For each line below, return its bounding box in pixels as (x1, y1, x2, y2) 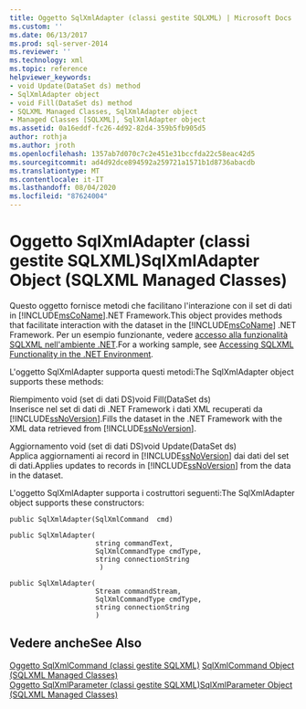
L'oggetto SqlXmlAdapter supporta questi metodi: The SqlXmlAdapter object (9, 366, 294, 377)
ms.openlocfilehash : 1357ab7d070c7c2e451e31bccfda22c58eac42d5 (9, 149, 256, 158)
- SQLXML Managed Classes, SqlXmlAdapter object (9, 107, 198, 116)
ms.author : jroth (9, 141, 76, 150)
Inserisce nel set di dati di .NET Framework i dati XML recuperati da (9, 403, 263, 414)
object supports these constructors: (9, 497, 144, 508)
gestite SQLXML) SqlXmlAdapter (9, 250, 260, 271)
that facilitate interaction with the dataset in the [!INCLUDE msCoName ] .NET (9, 319, 297, 330)
